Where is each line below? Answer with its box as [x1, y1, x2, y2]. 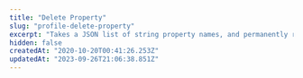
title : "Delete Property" [9, 13, 106, 22]
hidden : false [9, 38, 63, 48]
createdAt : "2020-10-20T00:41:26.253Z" [9, 47, 160, 56]
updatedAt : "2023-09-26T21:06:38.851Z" [9, 55, 160, 64]
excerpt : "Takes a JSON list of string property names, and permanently [9, 30, 289, 39]
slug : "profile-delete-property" [9, 22, 135, 30]
